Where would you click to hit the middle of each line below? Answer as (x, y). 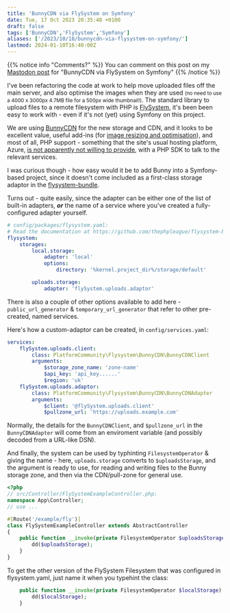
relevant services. (32, 157)
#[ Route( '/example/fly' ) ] (44, 519)
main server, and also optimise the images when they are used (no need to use (115, 93)
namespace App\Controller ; (46, 501)
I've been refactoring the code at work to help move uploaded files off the (111, 85)
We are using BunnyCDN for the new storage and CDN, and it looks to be (110, 128)
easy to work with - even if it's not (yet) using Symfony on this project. (106, 115)
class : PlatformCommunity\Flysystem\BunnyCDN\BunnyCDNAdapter (122, 393)
